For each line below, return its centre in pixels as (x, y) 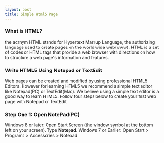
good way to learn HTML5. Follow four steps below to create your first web (81, 96)
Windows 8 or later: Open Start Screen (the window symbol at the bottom (79, 125)
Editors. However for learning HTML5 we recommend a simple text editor (79, 86)
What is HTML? (24, 31)
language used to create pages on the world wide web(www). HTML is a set (82, 47)
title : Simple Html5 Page (31, 14)
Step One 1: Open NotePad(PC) (42, 115)
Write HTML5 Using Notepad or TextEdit (54, 70)
